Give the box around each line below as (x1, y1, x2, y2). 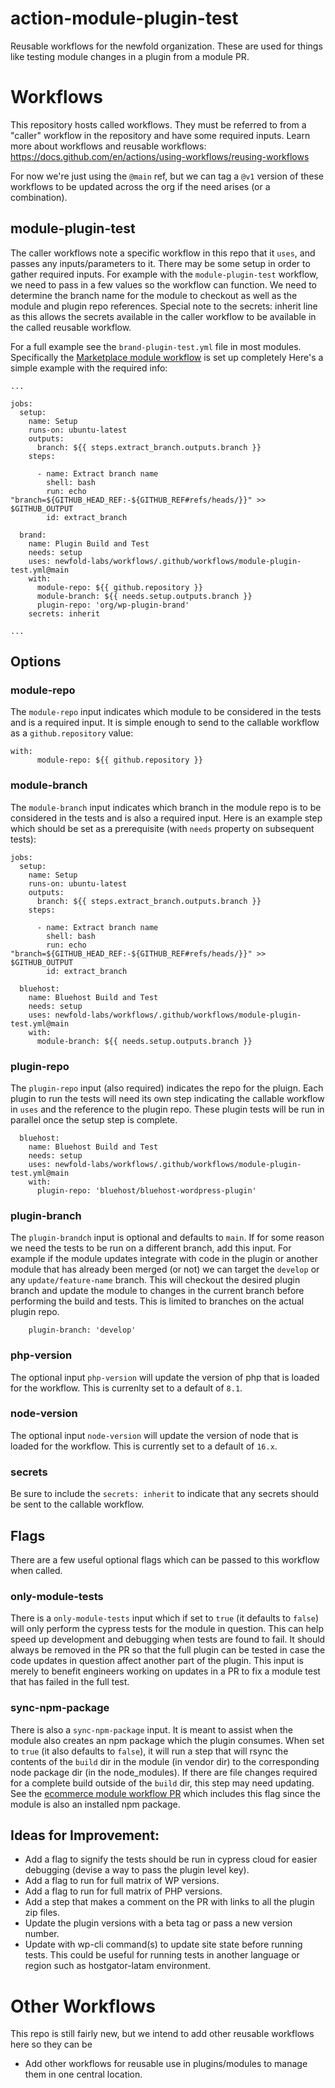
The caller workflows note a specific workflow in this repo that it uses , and (10, 247, 316, 259)
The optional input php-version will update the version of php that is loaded (10, 1371, 320, 1383)
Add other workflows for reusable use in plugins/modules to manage (24, 2058, 308, 2070)
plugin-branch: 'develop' (28, 1325, 137, 1336)
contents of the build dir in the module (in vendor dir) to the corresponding (10, 1755, 320, 1767)
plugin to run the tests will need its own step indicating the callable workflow (10, 1092, 325, 1104)
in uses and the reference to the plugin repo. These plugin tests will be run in (10, 1103, 325, 1115)
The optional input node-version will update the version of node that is (10, 1429, 299, 1441)
